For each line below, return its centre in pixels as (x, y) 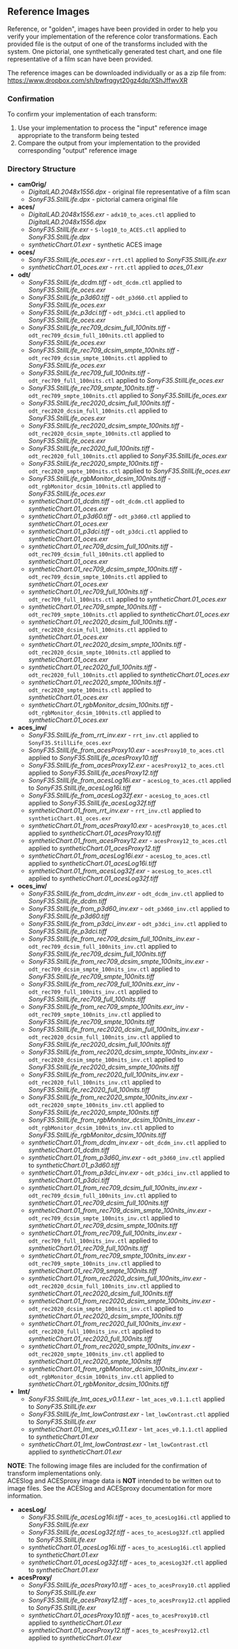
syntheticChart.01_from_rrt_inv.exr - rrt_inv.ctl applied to (114, 811)
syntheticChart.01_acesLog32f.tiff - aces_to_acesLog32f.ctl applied (128, 1562)
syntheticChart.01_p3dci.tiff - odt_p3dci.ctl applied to (108, 531)
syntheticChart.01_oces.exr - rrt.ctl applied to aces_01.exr (116, 267)
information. (25, 1496)
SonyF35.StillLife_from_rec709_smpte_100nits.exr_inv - (108, 1007)
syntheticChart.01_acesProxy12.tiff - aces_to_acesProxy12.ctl (119, 1631)
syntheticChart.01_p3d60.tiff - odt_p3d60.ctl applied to (109, 516)
